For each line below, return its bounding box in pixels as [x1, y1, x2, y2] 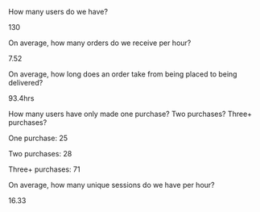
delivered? [8, 78, 43, 87]
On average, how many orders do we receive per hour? [8, 38, 192, 48]
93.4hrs [8, 94, 35, 103]
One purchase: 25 [8, 133, 68, 143]
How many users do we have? [8, 7, 109, 16]
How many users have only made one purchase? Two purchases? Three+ [8, 109, 252, 118]
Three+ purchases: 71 [8, 164, 80, 174]
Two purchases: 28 [8, 149, 72, 158]
